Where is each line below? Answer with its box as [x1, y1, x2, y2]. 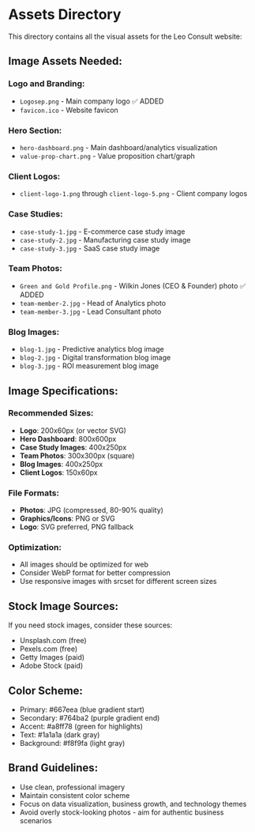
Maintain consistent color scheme [19, 790, 130, 800]
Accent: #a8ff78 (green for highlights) [19, 721, 144, 732]
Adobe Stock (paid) [19, 661, 84, 671]
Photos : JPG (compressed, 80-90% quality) [19, 506, 164, 515]
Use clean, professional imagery [19, 782, 126, 792]
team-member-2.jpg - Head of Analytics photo [19, 298, 167, 307]
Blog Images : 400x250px [19, 459, 103, 469]
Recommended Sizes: [8, 408, 94, 419]
